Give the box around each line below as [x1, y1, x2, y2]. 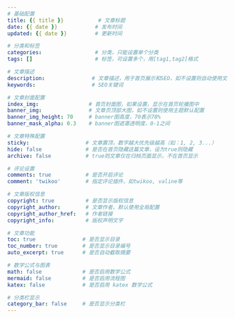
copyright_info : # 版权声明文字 [7, 217, 124, 224]
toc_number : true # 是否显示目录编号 [7, 243, 131, 250]
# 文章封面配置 [7, 94, 45, 101]
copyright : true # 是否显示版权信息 [7, 197, 134, 204]
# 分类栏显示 [7, 294, 40, 301]
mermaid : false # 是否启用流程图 [7, 274, 126, 281]
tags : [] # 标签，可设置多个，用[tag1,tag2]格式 [7, 55, 199, 63]
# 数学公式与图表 [7, 262, 50, 269]
